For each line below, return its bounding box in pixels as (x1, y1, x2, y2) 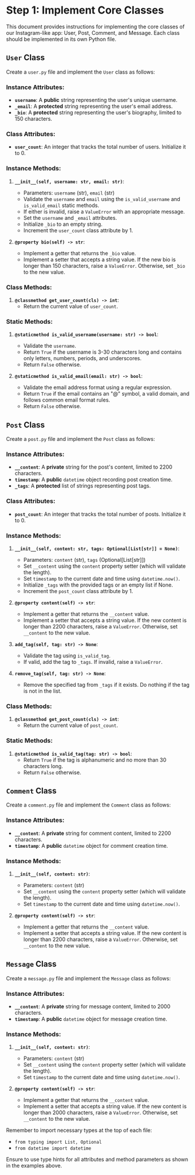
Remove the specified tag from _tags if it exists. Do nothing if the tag (23, 681, 190, 688)
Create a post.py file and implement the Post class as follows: (6, 436, 156, 443)
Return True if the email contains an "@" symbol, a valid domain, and (23, 390, 190, 397)
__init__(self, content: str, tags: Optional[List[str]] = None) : (14, 545, 180, 552)
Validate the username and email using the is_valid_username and (23, 195, 180, 202)
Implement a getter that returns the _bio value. (23, 249, 136, 256)
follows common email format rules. (23, 396, 110, 404)
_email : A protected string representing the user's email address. (14, 103, 173, 110)
